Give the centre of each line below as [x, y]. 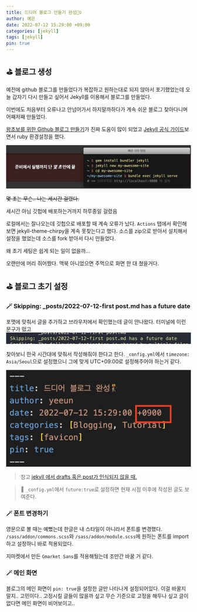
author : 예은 [21, 19]
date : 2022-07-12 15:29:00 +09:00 [48, 25]
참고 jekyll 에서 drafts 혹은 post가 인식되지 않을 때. [79, 477]
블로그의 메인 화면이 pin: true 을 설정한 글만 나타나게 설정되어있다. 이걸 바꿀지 [96, 588]
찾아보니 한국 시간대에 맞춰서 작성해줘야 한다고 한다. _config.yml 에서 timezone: [98, 354]
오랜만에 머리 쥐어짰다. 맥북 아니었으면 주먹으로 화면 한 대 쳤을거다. [83, 263]
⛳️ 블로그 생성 [29, 72]
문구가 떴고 [19, 329]
